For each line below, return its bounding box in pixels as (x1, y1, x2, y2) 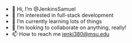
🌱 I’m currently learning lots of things (11, 18, 102, 24)
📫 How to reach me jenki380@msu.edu (11, 31, 110, 37)
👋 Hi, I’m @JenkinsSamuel (11, 6, 76, 12)
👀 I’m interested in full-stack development (11, 12, 114, 19)
